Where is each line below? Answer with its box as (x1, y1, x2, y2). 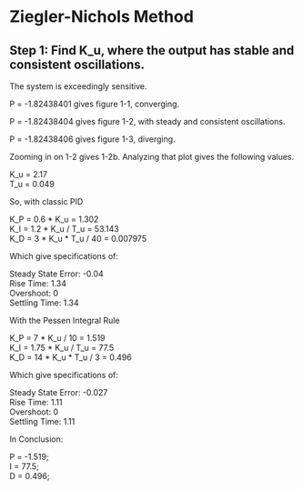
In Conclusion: (9, 434, 64, 445)
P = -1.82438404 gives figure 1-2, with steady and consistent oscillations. (9, 116, 286, 126)
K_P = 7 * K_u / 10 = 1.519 (9, 333, 106, 343)
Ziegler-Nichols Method (9, 6, 194, 27)
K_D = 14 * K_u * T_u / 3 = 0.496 (9, 352, 132, 363)
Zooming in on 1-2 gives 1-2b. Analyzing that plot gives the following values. (9, 152, 295, 162)
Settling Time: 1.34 (9, 297, 79, 308)
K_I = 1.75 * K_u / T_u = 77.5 (9, 343, 115, 353)
